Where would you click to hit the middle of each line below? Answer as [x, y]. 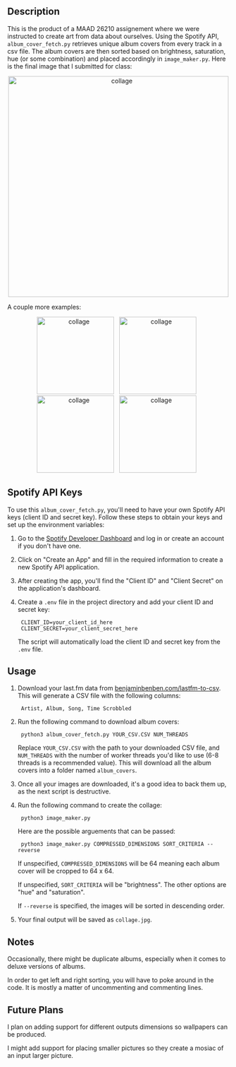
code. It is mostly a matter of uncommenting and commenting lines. [105, 988]
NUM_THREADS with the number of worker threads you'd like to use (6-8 [118, 755]
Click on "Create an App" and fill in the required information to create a [120, 559]
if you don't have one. [49, 546]
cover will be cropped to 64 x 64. [66, 871]
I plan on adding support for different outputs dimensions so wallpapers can [117, 1027]
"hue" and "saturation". [51, 892]
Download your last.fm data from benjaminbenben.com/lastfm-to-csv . [119, 688]
